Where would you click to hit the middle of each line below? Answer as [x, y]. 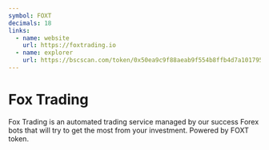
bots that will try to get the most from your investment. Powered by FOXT [129, 130]
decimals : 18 [30, 23]
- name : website [42, 38]
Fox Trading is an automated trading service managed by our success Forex [134, 121]
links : [19, 30]
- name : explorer [44, 53]
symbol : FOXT [30, 16]
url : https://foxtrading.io [69, 45]
